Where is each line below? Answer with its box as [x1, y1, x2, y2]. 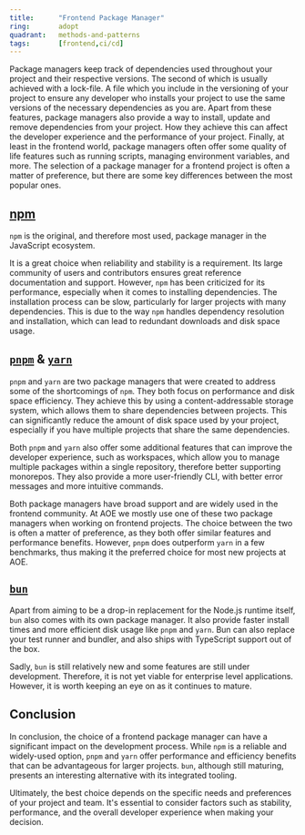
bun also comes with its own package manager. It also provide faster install [9, 614, 290, 625]
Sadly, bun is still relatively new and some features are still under [9, 661, 250, 672]
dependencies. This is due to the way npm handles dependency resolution [9, 306, 285, 317]
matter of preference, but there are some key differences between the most [9, 170, 293, 181]
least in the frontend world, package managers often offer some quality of [9, 141, 287, 152]
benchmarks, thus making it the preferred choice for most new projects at [9, 546, 287, 557]
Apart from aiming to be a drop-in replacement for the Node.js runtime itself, [9, 605, 296, 616]
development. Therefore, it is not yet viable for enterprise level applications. [9, 670, 294, 681]
